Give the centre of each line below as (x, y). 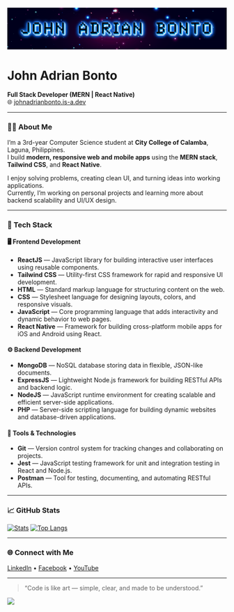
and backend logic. (45, 387)
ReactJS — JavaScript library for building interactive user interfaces (115, 260)
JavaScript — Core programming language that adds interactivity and (117, 311)
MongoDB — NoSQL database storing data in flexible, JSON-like (110, 365)
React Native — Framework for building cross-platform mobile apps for (120, 326)
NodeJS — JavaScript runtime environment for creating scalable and (116, 395)
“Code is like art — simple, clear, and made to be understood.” (114, 588)
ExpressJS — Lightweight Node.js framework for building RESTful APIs (120, 379)
